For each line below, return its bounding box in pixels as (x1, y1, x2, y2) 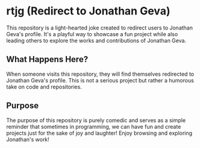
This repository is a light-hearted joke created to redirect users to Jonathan (6, 24, 193, 31)
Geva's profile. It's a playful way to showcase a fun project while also (6, 30, 178, 37)
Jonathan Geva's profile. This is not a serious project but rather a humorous (6, 76, 195, 84)
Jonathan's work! (6, 135, 49, 143)
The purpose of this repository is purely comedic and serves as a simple (6, 116, 186, 124)
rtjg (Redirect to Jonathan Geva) (6, 4, 170, 18)
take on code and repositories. (6, 83, 83, 90)
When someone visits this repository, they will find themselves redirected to (6, 70, 195, 78)
